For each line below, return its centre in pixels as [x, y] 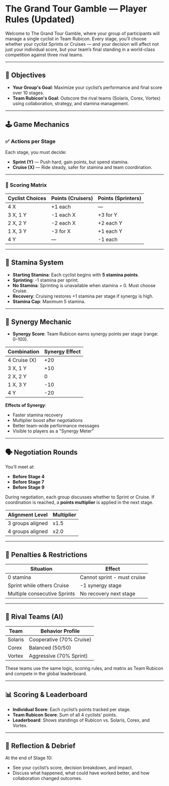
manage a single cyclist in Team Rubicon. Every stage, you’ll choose [76, 39]
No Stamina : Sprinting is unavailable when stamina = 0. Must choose [84, 285]
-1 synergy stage [101, 585]
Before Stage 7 [28, 482]
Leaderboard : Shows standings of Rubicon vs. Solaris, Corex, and [81, 720]
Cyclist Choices [27, 198]
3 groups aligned [28, 523]
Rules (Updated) [40, 19]
